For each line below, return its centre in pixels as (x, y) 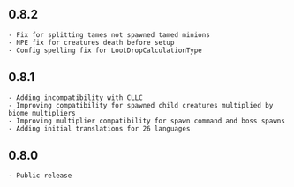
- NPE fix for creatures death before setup (91, 42)
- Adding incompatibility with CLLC (75, 97)
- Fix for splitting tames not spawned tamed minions (109, 34)
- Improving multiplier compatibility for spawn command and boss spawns (147, 121)
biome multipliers (42, 113)
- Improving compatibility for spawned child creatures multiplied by (141, 105)
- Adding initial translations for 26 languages (99, 128)
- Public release (40, 176)
